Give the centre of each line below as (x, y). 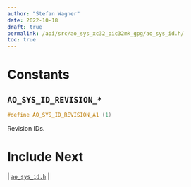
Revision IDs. (26, 128)
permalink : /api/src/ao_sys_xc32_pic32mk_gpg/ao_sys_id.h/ (96, 33)
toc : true (22, 40)
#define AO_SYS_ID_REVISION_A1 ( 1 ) (60, 115)
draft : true (25, 27)
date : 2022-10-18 (33, 20)
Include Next (45, 157)
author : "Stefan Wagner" (44, 14)
